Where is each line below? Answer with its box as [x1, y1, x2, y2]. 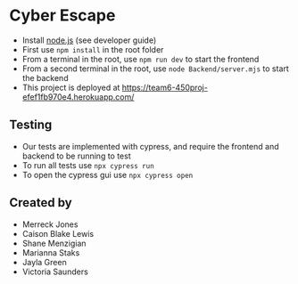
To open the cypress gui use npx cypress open [21, 169, 194, 180]
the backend [21, 72, 69, 83]
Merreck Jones [21, 219, 79, 230]
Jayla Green [21, 256, 67, 267]
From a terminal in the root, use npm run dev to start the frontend [21, 53, 260, 64]
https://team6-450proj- [121, 82, 208, 93]
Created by [9, 195, 73, 210]
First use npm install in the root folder [21, 44, 164, 54]
